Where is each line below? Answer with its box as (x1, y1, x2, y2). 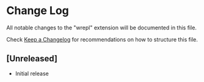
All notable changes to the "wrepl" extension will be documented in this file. (6, 24, 197, 31)
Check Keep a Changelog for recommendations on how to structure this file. (6, 35, 199, 43)
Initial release (15, 70, 49, 77)
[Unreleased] (6, 53, 58, 64)
